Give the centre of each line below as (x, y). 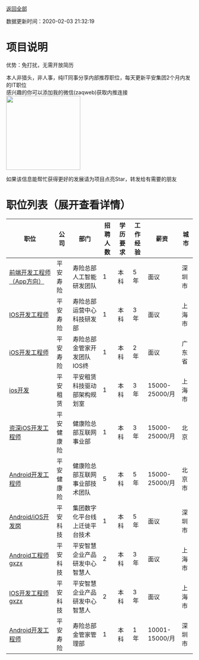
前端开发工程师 (30, 273)
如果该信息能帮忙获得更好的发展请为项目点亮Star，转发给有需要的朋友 (92, 179)
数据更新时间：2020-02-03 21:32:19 (50, 21)
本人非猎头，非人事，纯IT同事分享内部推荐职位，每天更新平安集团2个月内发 (98, 77)
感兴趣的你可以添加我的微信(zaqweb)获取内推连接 (67, 92)
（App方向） (27, 281)
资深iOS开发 (26, 428)
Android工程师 (29, 555)
